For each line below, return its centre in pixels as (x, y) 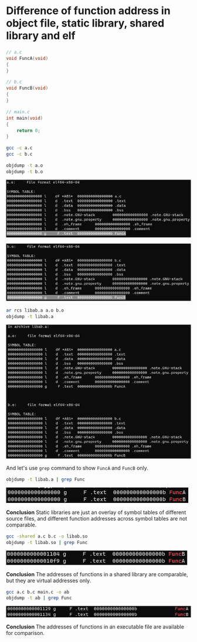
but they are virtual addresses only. (49, 580)
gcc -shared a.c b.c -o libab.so (47, 536)
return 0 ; (29, 130)
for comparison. (26, 633)
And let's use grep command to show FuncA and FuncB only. (77, 468)
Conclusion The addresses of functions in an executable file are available (95, 627)
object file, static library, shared (85, 23)
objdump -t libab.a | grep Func (45, 479)
